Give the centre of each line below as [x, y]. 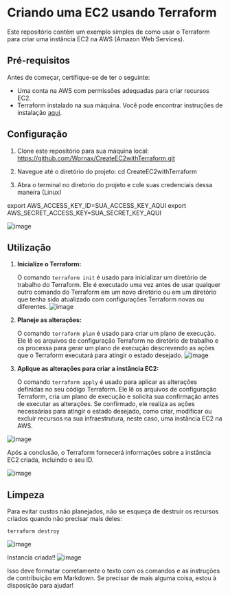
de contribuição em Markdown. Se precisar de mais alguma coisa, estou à [112, 578]
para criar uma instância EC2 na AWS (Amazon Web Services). [96, 39]
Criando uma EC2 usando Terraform [112, 13]
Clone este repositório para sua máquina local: [83, 151]
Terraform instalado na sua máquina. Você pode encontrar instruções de [120, 105]
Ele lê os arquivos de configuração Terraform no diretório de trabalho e [118, 341]
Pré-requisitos [39, 61]
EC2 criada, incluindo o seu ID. [50, 460]
